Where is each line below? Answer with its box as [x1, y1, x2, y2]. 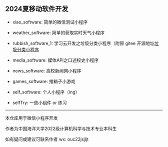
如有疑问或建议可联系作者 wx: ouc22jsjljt [5, 136, 89, 142]
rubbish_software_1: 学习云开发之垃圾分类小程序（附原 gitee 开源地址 [12, 40, 154, 46]
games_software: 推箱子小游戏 [12, 78, 76, 84]
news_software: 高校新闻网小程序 [12, 67, 81, 73]
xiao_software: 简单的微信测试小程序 [12, 19, 88, 25]
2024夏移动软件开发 [5, 4, 68, 13]
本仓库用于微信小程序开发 [5, 114, 58, 121]
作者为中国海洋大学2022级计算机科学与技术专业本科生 [5, 125, 117, 131]
